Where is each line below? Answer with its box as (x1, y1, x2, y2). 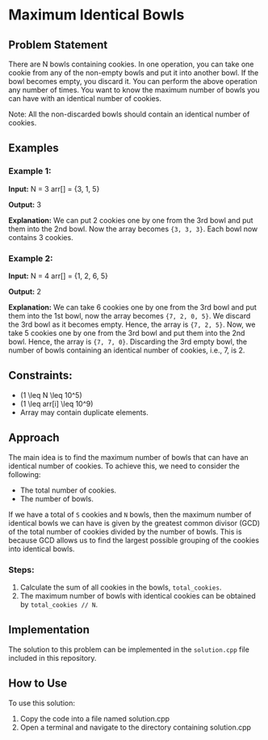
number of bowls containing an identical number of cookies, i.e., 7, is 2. (8, 345, 245, 355)
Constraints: (8, 369, 73, 383)
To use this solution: (8, 698, 75, 708)
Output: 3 (8, 200, 42, 209)
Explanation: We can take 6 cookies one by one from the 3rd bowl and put (8, 302, 257, 312)
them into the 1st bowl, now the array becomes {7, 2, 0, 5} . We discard (8, 311, 251, 320)
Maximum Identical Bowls (8, 6, 185, 24)
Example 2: (8, 252, 53, 264)
